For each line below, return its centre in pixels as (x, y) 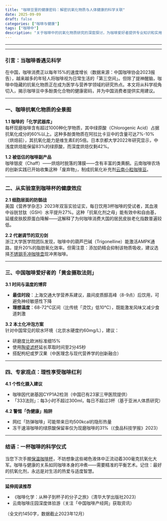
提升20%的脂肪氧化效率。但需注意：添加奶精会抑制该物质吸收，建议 (84, 248)
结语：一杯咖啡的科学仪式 (36, 447)
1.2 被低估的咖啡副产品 (28, 157)
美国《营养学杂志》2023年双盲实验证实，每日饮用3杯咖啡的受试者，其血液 (82, 206)
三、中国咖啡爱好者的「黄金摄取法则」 (51, 272)
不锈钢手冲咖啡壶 (27, 254)
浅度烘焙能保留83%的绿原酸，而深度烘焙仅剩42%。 (58, 146)
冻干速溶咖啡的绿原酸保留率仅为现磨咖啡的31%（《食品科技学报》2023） (86, 428)
